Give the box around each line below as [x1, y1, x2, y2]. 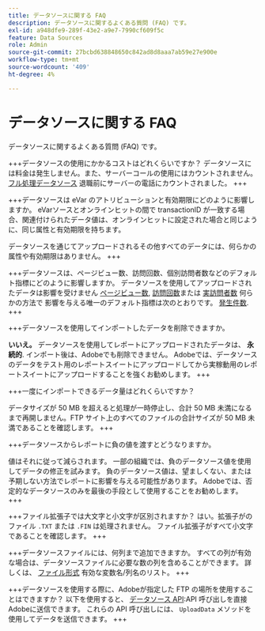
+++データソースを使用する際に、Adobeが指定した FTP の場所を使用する [8, 584, 248, 594]
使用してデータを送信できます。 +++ [8, 614, 127, 623]
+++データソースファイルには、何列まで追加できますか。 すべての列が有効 [8, 547, 252, 557]
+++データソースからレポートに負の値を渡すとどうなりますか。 [8, 440, 216, 449]
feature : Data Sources [8, 33, 83, 42]
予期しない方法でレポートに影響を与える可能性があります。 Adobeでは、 [8, 476, 246, 486]
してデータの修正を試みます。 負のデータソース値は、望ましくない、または [8, 466, 252, 475]
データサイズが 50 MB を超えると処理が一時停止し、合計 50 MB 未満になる [8, 402, 252, 412]
